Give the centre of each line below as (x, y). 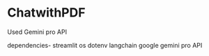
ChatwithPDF (46, 13)
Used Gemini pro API (37, 32)
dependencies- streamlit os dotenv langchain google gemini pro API (105, 45)
